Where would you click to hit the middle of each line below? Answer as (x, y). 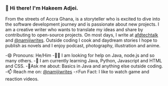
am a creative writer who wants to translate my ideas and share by (74, 30)
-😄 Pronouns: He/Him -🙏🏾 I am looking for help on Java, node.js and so (80, 55)
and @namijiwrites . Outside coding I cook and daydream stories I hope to (81, 40)
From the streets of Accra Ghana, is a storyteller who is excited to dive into (83, 19)
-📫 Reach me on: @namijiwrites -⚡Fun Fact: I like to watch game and (77, 72)
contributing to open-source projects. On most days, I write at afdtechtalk (82, 35)
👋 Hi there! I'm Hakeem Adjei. (42, 8)
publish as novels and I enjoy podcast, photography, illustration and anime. (83, 46)
